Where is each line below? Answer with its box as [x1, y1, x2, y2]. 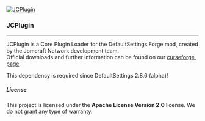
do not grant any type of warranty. [6, 108, 93, 116]
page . [6, 60, 21, 67]
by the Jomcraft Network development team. [6, 47, 119, 54]
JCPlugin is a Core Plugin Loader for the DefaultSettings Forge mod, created [6, 40, 198, 48]
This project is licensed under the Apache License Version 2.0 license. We [6, 101, 195, 109]
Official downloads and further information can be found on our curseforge [6, 54, 195, 61]
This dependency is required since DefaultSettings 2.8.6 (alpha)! [6, 72, 168, 79]
